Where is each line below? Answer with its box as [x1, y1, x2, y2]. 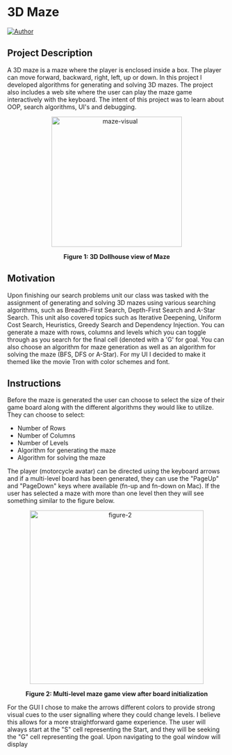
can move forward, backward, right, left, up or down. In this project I [7, 73, 203, 81]
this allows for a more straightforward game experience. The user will [7, 718, 206, 727]
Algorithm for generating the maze [17, 446, 116, 455]
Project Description [7, 47, 93, 59]
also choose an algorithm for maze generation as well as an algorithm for [7, 342, 216, 351]
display [7, 740, 28, 749]
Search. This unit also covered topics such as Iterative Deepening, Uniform [7, 313, 222, 322]
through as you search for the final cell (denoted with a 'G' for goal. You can [7, 335, 224, 344]
